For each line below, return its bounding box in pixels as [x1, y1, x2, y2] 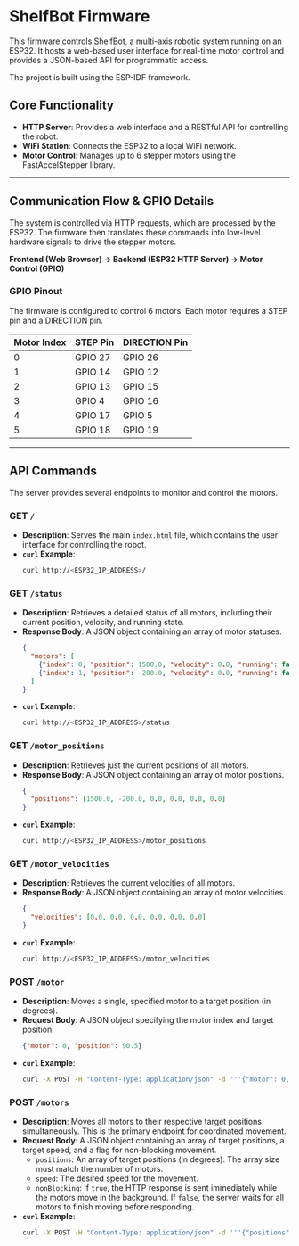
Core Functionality [9, 98, 114, 113]
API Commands [9, 464, 98, 479]
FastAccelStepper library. [21, 159, 116, 170]
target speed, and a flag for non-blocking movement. [21, 1144, 217, 1156]
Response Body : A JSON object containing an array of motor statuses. [21, 626, 282, 637]
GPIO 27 [75, 351, 111, 363]
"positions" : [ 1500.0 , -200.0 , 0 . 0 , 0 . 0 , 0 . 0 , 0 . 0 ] [30, 795, 227, 804]
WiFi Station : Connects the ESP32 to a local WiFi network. [21, 140, 238, 151]
